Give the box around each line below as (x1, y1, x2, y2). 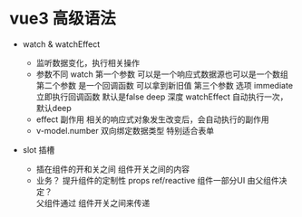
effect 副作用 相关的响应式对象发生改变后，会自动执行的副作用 (35, 114, 269, 125)
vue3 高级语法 (9, 8, 116, 29)
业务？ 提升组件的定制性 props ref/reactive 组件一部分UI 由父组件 (35, 175, 279, 185)
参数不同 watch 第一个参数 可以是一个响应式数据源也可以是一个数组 (35, 69, 288, 80)
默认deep (35, 102, 73, 113)
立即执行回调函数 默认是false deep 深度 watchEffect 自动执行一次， (35, 91, 288, 102)
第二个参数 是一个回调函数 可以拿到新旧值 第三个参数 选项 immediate (35, 80, 293, 90)
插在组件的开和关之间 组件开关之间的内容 (35, 164, 190, 175)
